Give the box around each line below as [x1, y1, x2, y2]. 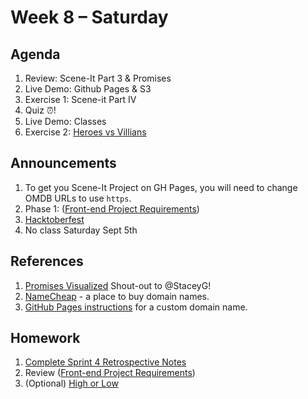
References [10, 253, 84, 270]
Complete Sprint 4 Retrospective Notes [24, 356, 187, 368]
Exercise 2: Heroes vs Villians [24, 126, 147, 138]
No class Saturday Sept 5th [24, 224, 138, 236]
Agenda [10, 46, 61, 63]
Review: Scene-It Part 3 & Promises [24, 72, 172, 84]
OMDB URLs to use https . [24, 192, 132, 204]
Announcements [10, 155, 117, 172]
